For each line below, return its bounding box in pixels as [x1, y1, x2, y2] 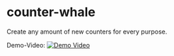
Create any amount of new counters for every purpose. [6, 27, 168, 36]
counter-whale [6, 4, 96, 20]
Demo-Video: [6, 41, 45, 49]
